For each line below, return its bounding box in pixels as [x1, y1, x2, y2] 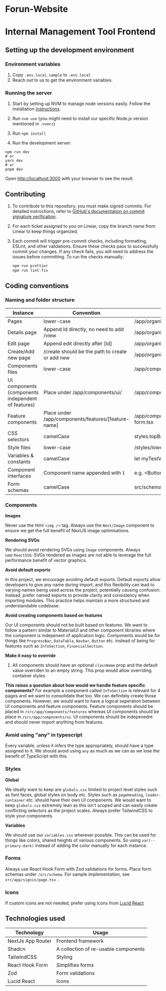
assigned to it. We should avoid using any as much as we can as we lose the [5, 748, 160, 754]
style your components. [5, 813, 53, 819]
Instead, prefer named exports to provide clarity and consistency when [5, 592, 150, 598]
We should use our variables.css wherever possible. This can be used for [5, 832, 157, 838]
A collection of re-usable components [56, 945, 145, 952]
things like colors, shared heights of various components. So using [5, 837, 141, 843]
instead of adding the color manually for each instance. [35, 842, 148, 848]
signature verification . [12, 214, 57, 220]
